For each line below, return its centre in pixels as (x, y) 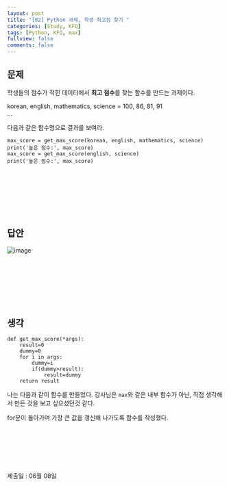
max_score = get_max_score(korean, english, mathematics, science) (106, 140)
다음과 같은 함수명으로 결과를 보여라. (56, 127)
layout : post (26, 13)
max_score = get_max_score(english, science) (73, 154)
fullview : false (30, 39)
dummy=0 (30, 351)
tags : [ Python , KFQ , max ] (44, 33)
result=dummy (62, 375)
